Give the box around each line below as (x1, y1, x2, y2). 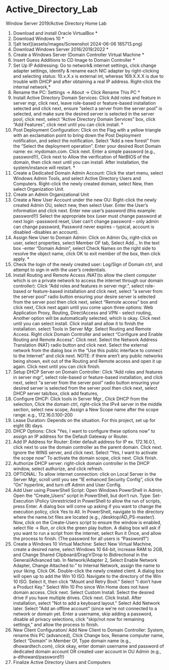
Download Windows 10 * (13, 35, 65, 41)
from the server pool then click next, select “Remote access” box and (13, 299, 158, 305)
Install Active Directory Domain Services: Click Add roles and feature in (13, 95, 161, 101)
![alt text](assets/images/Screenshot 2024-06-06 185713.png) (13, 40, 143, 47)
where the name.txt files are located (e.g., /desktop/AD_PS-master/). (13, 514, 156, 520)
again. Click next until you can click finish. (13, 363, 100, 369)
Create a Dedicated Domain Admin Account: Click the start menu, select (13, 170, 163, 176)
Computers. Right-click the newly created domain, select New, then (13, 181, 153, 187)
